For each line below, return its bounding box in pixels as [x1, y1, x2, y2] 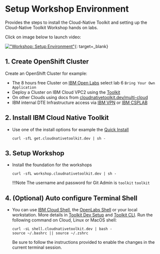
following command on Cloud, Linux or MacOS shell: [12, 217, 117, 223]
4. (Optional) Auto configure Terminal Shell [5, 194, 138, 202]
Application [12, 85, 36, 90]
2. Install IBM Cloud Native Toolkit [5, 114, 109, 122]
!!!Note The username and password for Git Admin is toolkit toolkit [12, 180, 150, 186]
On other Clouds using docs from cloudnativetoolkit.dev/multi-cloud [12, 94, 148, 100]
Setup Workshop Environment [5, 3, 129, 15]
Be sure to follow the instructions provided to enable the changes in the [12, 239, 155, 245]
